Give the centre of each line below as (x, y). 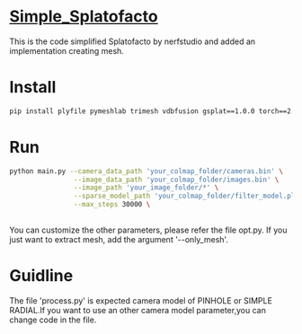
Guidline (41, 276)
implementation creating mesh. (67, 50)
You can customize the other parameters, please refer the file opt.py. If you (148, 230)
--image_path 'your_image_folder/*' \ (146, 188)
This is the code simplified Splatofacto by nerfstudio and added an (133, 41)
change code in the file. (53, 320)
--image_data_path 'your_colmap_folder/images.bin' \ (176, 180)
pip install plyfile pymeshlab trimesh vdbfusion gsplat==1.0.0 (132, 111)
